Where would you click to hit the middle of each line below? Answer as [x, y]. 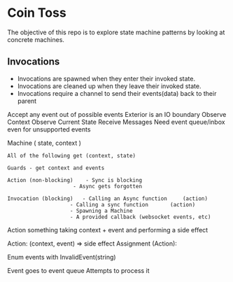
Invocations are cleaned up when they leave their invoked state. [109, 86]
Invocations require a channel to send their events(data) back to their [117, 93]
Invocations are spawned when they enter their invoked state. [106, 78]
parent [27, 101]
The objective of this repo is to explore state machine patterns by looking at [116, 32]
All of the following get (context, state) [72, 155]
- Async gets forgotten [107, 186]
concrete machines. [36, 39]
